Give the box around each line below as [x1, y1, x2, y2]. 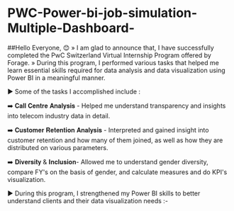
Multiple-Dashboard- [7, 20, 135, 36]
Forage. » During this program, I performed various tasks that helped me [7, 58, 220, 67]
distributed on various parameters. [7, 143, 108, 152]
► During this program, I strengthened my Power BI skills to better [7, 189, 201, 198]
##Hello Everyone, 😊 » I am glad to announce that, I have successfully [7, 43, 214, 52]
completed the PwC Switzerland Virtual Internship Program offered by [7, 51, 211, 59]
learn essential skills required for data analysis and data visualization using [7, 66, 225, 74]
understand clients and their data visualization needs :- [7, 196, 169, 205]
